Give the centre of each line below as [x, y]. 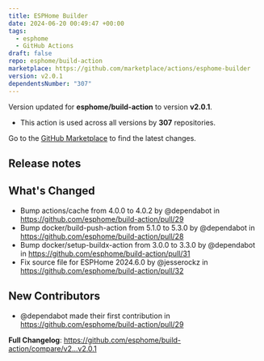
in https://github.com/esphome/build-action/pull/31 [105, 253]
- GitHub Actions [45, 46]
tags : [17, 31]
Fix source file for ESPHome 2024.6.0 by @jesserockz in [114, 262]
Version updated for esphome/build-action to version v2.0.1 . [110, 107]
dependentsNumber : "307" [50, 83]
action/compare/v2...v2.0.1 [52, 348]
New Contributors [54, 296]
